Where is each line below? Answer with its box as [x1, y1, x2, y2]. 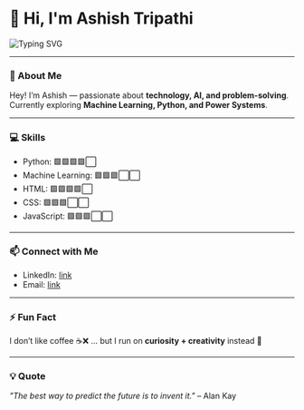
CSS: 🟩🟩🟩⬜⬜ [22, 197, 90, 208]
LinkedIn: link [22, 269, 72, 280]
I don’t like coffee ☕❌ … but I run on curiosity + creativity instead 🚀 [9, 336, 262, 347]
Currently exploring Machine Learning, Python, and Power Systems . [9, 100, 269, 111]
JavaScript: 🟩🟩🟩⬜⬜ [22, 210, 113, 221]
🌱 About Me [9, 69, 62, 82]
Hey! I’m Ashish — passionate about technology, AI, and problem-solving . [9, 90, 290, 101]
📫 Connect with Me [9, 245, 99, 258]
